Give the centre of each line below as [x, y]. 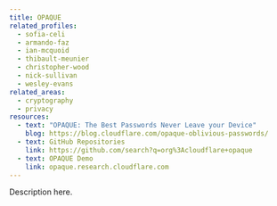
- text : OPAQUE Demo [55, 158]
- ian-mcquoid [43, 51]
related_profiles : [43, 26]
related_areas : [37, 92]
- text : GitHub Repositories [71, 142]
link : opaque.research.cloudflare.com [97, 167]
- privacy [35, 109]
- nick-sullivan [47, 76]
